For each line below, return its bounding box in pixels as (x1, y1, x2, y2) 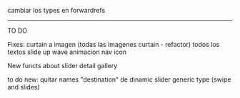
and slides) (7, 83, 41, 91)
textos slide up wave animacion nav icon (7, 48, 127, 56)
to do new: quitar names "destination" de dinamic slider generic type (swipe (7, 75, 231, 84)
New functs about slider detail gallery (7, 62, 118, 70)
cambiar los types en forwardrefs (7, 6, 106, 14)
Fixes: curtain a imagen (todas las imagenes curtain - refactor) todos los (7, 40, 220, 48)
